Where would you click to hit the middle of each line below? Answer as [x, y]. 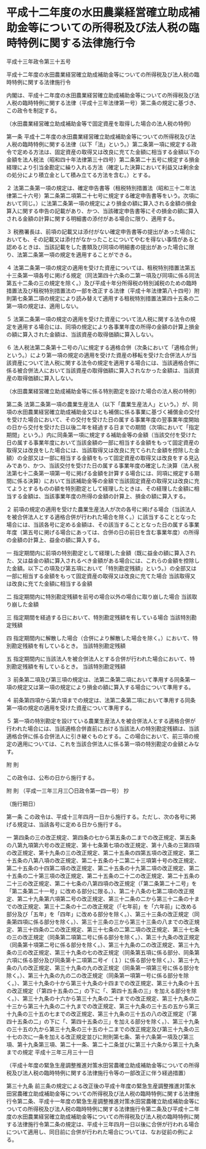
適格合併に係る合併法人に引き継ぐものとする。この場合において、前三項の [100, 736]
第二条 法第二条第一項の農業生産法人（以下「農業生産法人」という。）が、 [100, 404]
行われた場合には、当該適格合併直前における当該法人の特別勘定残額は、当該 [103, 728]
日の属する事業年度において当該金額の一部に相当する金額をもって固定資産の [103, 442]
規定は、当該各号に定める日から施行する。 [71, 824]
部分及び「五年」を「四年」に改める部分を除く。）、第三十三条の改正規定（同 [103, 914]
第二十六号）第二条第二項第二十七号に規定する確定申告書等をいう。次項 [103, 195]
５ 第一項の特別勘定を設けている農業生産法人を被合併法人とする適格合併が [101, 721]
